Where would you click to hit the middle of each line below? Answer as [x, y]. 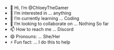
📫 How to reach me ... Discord [42, 29]
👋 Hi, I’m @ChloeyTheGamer [39, 8]
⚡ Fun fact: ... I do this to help [40, 42]
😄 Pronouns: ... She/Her [35, 36]
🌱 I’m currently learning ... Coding [44, 18]
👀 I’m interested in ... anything [40, 13]
